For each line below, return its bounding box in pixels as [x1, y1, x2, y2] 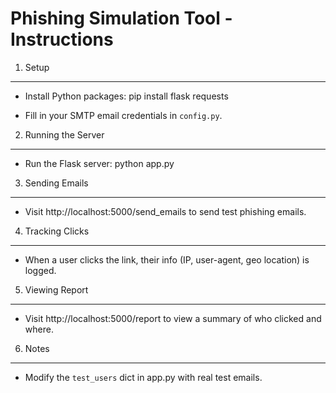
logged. [24, 264, 57, 276]
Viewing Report [24, 283, 89, 296]
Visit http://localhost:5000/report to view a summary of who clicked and [24, 312, 322, 324]
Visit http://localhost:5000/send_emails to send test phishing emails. [24, 205, 307, 217]
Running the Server [24, 128, 105, 141]
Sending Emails [24, 177, 89, 189]
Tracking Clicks [24, 225, 90, 237]
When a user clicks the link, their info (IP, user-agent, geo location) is [24, 253, 310, 266]
